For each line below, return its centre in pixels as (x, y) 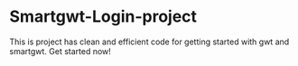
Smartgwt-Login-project (103, 17)
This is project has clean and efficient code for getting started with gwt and (149, 42)
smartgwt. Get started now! (60, 51)
